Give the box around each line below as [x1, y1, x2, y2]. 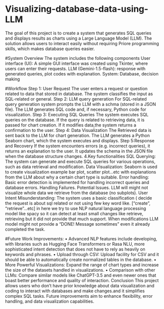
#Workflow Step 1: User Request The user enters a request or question [5, 85, 148, 91]
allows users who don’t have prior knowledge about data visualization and [5, 283, 155, 288]
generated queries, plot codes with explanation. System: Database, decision [5, 71, 159, 77]
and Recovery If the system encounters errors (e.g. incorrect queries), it [5, 143, 150, 149]
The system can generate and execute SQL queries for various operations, [5, 158, 156, 164]
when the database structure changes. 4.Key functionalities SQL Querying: [5, 153, 156, 159]
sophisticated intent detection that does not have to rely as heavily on [5, 246, 145, 252]
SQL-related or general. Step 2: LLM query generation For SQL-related [5, 96, 147, 102]
